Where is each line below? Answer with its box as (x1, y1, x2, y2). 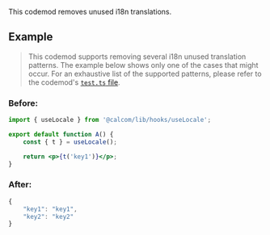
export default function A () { (8, 130, 114, 138)
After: (8, 179, 32, 191)
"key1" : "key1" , (23, 205, 78, 213)
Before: (8, 97, 39, 108)
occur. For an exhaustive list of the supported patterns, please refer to (27, 69, 262, 78)
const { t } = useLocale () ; (23, 137, 117, 146)
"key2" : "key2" (23, 212, 74, 220)
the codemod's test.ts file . (27, 77, 120, 87)
